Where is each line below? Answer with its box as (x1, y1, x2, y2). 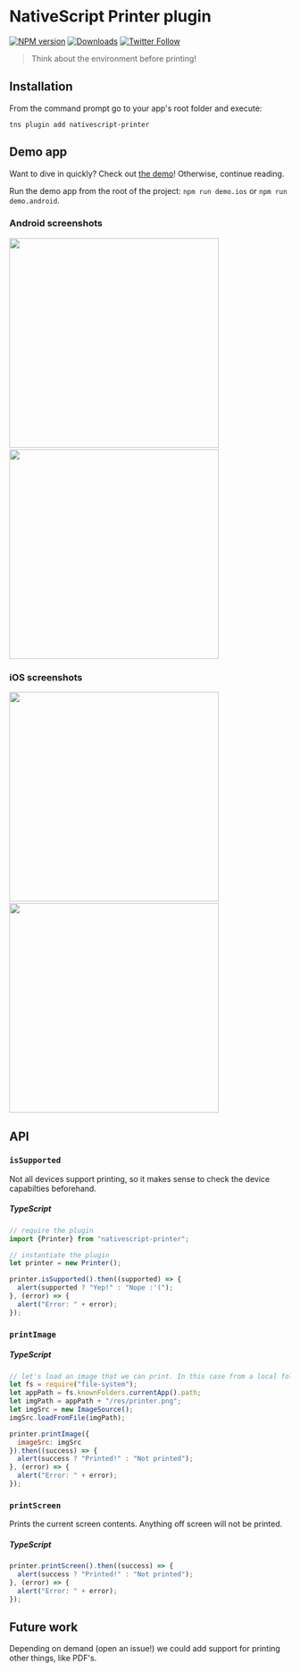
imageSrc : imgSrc (17, 1438, 82, 1447)
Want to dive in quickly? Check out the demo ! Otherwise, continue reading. (9, 168, 285, 179)
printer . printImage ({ (9, 1429, 90, 1439)
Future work (9, 1619, 79, 1634)
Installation (9, 79, 73, 95)
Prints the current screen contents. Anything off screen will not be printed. (9, 1518, 283, 1530)
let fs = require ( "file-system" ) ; (9, 1380, 138, 1389)
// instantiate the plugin (9, 1250, 110, 1260)
